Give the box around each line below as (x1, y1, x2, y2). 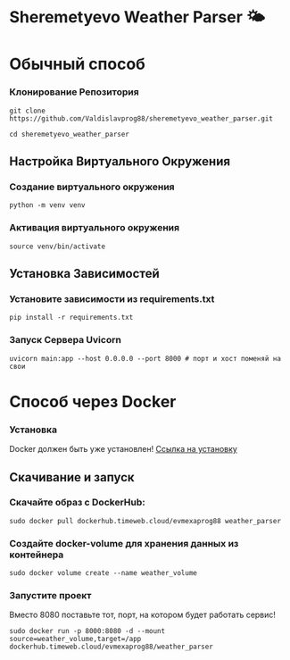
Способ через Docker (9, 391, 177, 412)
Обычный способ (9, 54, 145, 74)
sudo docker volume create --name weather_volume (9, 569, 198, 578)
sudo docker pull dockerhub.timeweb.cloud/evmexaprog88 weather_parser (9, 516, 281, 525)
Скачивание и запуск (9, 470, 136, 485)
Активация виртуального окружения (9, 221, 180, 234)
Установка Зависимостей (9, 266, 161, 281)
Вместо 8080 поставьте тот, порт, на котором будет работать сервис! (9, 609, 277, 621)
